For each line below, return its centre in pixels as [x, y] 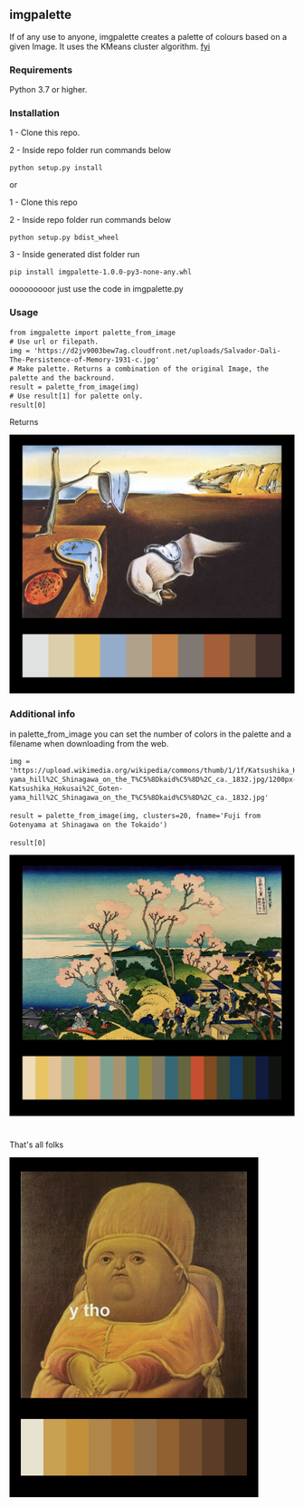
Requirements [41, 70]
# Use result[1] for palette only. [76, 396]
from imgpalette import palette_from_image [93, 333]
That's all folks [37, 1145]
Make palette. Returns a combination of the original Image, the [143, 369]
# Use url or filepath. [54, 342]
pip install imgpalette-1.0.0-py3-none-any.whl [101, 272]
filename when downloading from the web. [89, 743]
